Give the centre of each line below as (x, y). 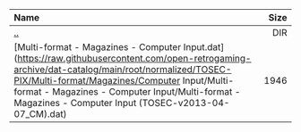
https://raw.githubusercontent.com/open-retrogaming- (134, 58)
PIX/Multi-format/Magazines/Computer (97, 81)
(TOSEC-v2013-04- (184, 103)
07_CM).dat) (40, 114)
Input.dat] (204, 47)
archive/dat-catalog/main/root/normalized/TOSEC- (123, 69)
